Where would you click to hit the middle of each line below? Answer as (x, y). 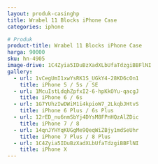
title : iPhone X (44, 150)
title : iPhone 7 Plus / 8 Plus (65, 137)
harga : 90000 (26, 52)
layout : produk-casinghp (43, 14)
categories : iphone (36, 27)
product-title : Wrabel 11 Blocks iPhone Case (74, 46)
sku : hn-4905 (26, 59)
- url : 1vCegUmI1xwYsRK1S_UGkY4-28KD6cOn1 (76, 78)
